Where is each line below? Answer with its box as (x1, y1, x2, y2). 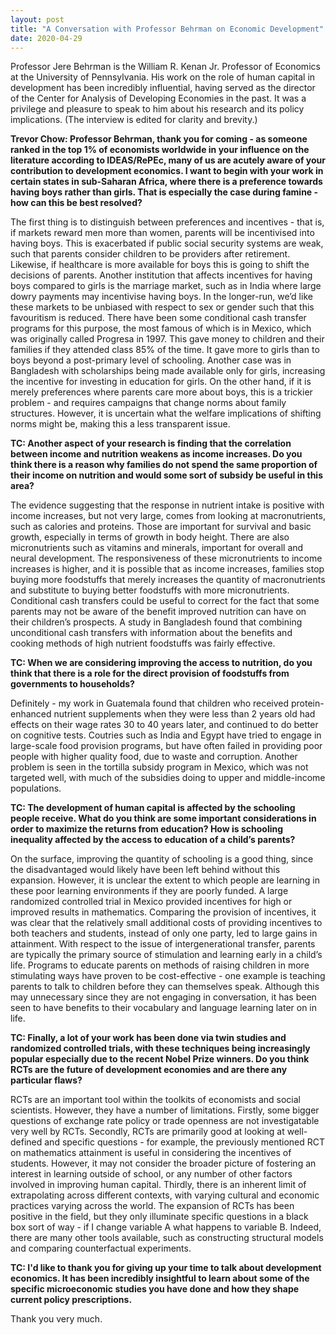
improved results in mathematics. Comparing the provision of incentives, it (10, 906, 317, 918)
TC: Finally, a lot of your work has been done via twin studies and (10, 1032, 287, 1044)
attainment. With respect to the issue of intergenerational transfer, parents (10, 938, 316, 950)
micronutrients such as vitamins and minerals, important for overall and (10, 542, 304, 554)
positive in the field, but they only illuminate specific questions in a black (10, 1211, 309, 1223)
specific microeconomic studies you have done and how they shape (10, 1283, 300, 1295)
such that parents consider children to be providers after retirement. (10, 248, 291, 260)
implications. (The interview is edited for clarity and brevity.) (10, 114, 258, 126)
